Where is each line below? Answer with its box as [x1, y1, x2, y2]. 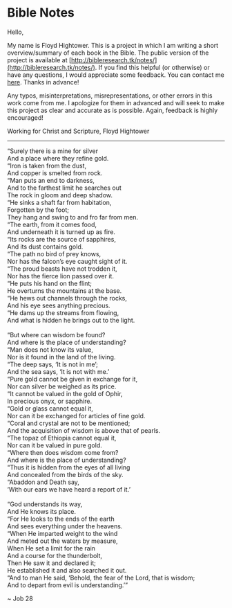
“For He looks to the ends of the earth [7, 515, 115, 523]
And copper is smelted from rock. [7, 168, 103, 177]
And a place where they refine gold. [7, 154, 109, 162]
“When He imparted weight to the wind [7, 529, 118, 537]
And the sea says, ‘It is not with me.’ [7, 367, 110, 375]
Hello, [7, 28, 24, 36]
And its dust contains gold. [7, 242, 84, 251]
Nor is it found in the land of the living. [7, 352, 116, 361]
